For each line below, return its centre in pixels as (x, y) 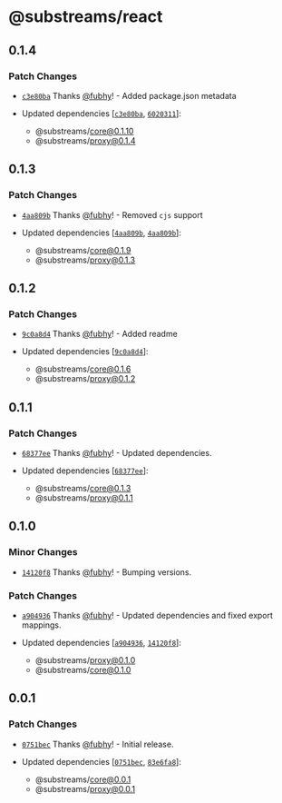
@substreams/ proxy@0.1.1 (84, 498)
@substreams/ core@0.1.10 (84, 131)
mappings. (41, 625)
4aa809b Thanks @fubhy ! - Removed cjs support (112, 214)
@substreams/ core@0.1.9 (83, 250)
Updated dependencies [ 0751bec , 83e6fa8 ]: (102, 761)
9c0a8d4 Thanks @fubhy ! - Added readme (99, 334)
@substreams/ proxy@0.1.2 (85, 379)
